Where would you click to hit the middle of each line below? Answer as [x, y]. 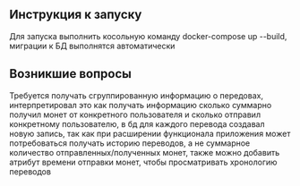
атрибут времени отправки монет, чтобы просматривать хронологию [143, 162]
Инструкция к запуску [76, 15]
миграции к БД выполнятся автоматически [92, 46]
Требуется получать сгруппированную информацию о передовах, [137, 95]
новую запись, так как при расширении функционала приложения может [150, 133]
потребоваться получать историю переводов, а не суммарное [130, 143]
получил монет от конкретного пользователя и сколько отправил [135, 114]
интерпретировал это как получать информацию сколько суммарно [141, 105]
